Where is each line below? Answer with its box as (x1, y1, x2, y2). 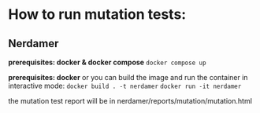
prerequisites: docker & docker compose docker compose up (8, 57, 206, 67)
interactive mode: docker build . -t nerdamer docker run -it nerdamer (8, 81, 242, 90)
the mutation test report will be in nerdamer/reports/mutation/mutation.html (8, 97, 252, 105)
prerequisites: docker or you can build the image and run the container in (8, 73, 248, 82)
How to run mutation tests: (8, 5, 187, 24)
